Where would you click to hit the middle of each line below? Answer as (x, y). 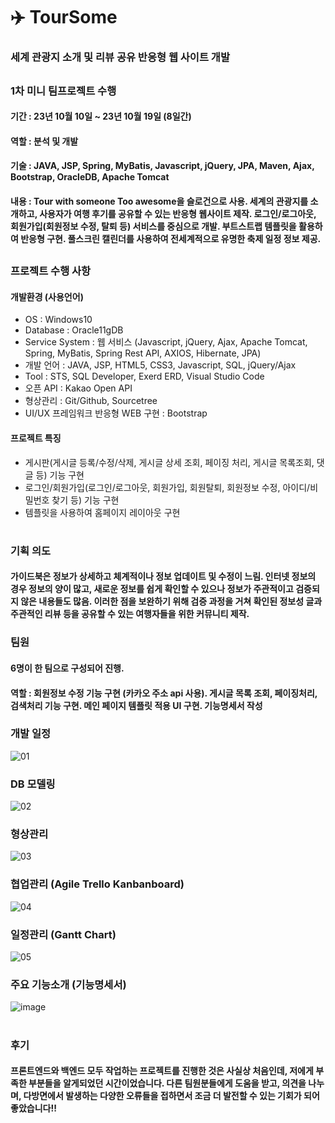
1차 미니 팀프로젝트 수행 (63, 91)
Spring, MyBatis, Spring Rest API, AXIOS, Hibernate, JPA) (143, 353)
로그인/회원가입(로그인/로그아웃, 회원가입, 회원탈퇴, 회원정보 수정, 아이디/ (167, 487)
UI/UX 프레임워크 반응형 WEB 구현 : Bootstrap (116, 413)
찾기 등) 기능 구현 (85, 500)
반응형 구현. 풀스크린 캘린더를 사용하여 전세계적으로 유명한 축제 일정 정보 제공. (171, 238)
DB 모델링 (33, 784)
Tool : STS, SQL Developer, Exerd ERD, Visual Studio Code (144, 376)
